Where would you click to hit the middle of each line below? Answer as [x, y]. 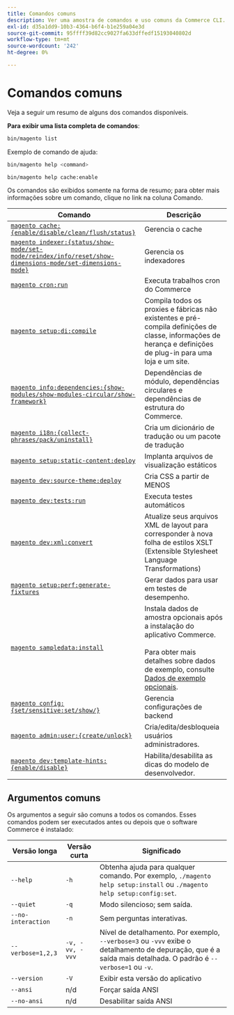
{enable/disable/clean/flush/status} [73, 233]
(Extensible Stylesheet [181, 551]
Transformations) [173, 569]
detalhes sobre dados [180, 661]
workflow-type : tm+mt [39, 40]
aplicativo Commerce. [180, 635]
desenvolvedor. [170, 773]
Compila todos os [173, 301]
